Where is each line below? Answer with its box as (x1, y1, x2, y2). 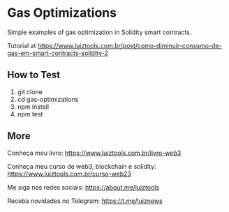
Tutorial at (7, 41, 36, 50)
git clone (17, 87, 43, 96)
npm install (17, 103, 50, 111)
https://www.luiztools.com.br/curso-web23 (7, 169, 131, 178)
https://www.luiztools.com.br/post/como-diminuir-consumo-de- (37, 41, 222, 50)
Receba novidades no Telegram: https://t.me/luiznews (7, 197, 163, 205)
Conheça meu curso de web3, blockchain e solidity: (7, 162, 156, 170)
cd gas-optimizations (17, 95, 79, 103)
